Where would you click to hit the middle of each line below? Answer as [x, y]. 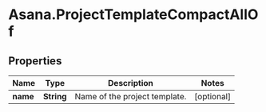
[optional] [213, 97]
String [55, 97]
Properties [35, 61]
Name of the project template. [131, 97]
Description [130, 83]
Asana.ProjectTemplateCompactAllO [133, 15]
